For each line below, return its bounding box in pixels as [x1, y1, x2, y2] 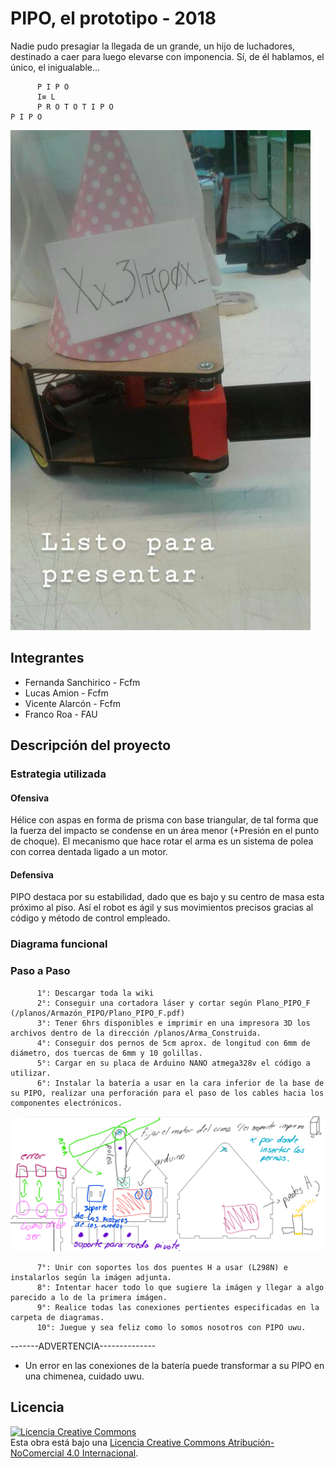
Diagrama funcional [10, 937, 108, 951]
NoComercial [10, 1447, 65, 1459]
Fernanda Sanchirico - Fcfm [24, 676, 141, 688]
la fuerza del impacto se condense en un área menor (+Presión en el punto [10, 825, 320, 837]
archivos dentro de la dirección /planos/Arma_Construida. [10, 1028, 262, 1038]
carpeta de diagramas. [10, 1312, 105, 1322]
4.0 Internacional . [66, 1447, 139, 1459]
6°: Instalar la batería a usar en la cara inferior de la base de [36, 1078, 325, 1088]
